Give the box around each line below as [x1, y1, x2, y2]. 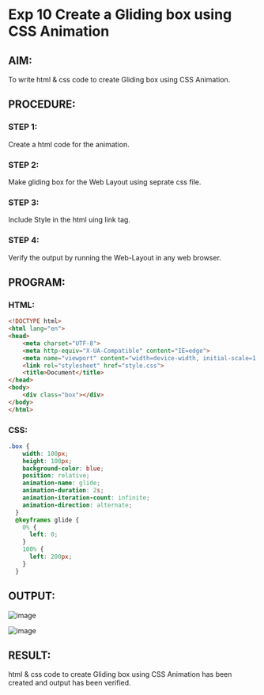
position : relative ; [22, 472, 90, 480]
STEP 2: [8, 159, 40, 170]
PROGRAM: [8, 275, 66, 289]
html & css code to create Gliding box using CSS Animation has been [8, 670, 232, 679]
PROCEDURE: [8, 97, 76, 112]
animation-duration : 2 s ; [22, 487, 104, 495]
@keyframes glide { [15, 516, 80, 524]
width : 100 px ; [22, 450, 69, 458]
